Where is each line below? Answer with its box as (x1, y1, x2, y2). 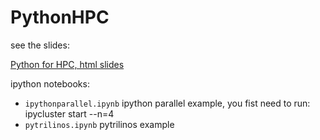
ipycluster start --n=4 (24, 107, 115, 120)
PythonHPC (10, 6, 110, 29)
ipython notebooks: (10, 77, 90, 90)
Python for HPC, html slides (10, 58, 125, 70)
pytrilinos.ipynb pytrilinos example (24, 118, 175, 130)
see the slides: (10, 39, 70, 51)
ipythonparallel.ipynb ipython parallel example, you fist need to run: (24, 97, 311, 109)
